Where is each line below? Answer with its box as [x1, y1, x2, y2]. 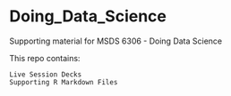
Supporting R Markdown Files [9, 77, 118, 86]
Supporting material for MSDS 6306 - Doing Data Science [9, 36, 223, 46]
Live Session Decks [9, 69, 82, 79]
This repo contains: [9, 52, 81, 63]
